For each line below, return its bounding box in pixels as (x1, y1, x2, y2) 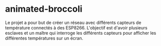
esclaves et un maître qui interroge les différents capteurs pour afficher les (5, 30, 156, 36)
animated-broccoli (5, 3, 82, 15)
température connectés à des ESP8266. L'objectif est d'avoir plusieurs (5, 24, 148, 30)
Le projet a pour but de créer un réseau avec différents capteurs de (5, 20, 141, 25)
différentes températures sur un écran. (5, 35, 83, 41)
